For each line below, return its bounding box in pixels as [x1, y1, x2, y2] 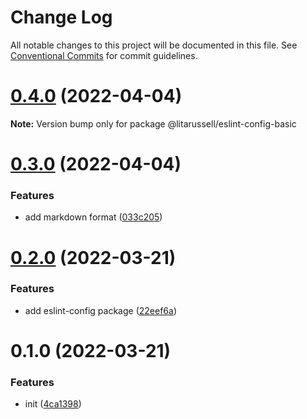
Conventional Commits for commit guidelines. [10, 49, 198, 61]
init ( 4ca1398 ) [24, 398, 82, 410]
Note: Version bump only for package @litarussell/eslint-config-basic [10, 117, 297, 130]
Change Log [10, 6, 113, 29]
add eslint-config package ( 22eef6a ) [24, 304, 177, 316]
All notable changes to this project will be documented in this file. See [10, 39, 298, 51]
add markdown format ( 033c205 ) [24, 211, 163, 223]
